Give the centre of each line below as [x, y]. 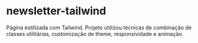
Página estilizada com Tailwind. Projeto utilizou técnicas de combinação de [99, 27]
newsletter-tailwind [56, 11]
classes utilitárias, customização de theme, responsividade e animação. [95, 33]
